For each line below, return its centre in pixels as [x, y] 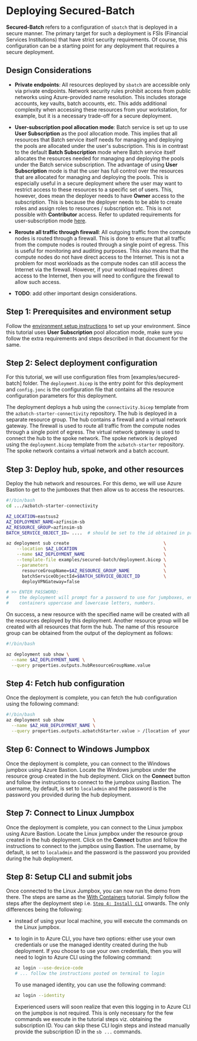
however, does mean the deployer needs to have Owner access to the [99, 195]
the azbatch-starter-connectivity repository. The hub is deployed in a [91, 413]
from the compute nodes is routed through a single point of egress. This [101, 244]
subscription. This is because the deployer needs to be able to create [98, 202]
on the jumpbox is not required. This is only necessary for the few [94, 1013]
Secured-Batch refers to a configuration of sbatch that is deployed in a [92, 27]
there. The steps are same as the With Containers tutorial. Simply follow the [97, 897]
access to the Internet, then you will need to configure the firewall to [97, 276]
